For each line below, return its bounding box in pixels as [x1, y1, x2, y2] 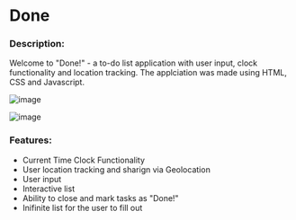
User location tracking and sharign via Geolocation [22, 163, 211, 175]
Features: [9, 134, 52, 146]
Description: [9, 38, 65, 50]
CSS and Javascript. [9, 77, 85, 88]
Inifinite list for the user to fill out [22, 202, 143, 213]
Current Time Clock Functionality [22, 154, 146, 165]
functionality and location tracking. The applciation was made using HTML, [9, 67, 288, 78]
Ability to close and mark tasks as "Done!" [22, 192, 179, 203]
